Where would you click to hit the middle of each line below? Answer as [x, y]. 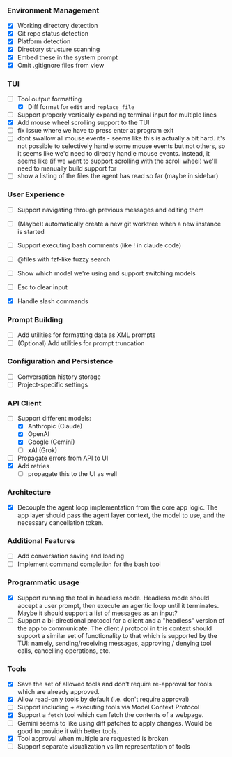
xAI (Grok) [42, 450]
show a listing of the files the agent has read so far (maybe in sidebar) [118, 176]
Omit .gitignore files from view [61, 65]
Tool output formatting [49, 99]
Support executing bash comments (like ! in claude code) [99, 245]
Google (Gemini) [51, 442]
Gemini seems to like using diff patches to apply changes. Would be [115, 723]
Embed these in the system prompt [68, 57]
